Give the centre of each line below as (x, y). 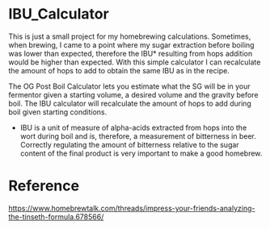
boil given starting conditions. (58, 112)
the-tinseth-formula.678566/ (56, 217)
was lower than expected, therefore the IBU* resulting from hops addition (131, 53)
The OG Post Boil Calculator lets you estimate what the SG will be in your (129, 86)
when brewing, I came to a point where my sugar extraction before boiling (131, 44)
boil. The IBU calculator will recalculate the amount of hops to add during (130, 103)
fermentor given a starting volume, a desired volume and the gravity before (133, 94)
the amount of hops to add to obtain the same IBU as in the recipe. (119, 70)
